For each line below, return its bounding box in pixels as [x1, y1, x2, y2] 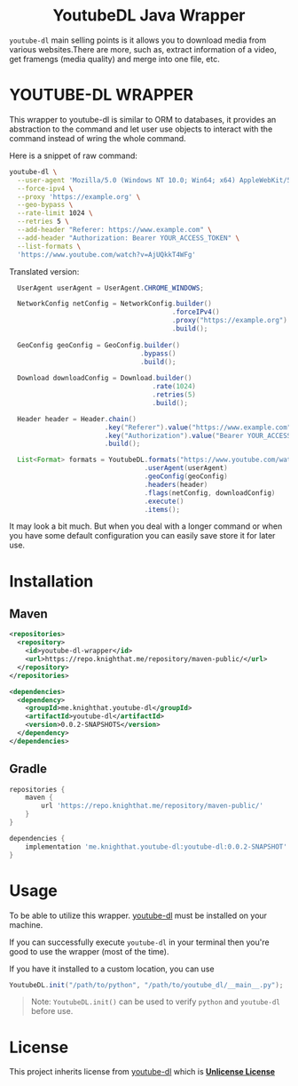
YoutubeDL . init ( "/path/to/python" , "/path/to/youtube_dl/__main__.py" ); [9, 980, 284, 989]
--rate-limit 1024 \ [17, 209, 93, 218]
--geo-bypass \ [17, 201, 74, 210]
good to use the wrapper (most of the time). [9, 946, 170, 956]
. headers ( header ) [144, 480, 208, 489]
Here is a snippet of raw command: [9, 150, 137, 161]
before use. [30, 1006, 74, 1017]
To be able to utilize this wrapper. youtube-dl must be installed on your [9, 910, 268, 921]
